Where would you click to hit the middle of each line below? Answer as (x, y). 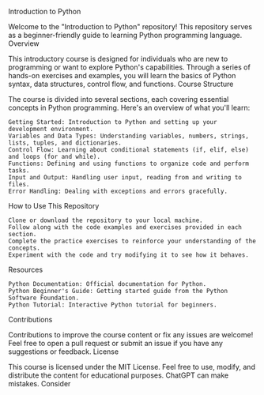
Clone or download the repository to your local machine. (106, 220)
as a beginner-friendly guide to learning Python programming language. (125, 35)
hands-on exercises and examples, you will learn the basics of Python (122, 75)
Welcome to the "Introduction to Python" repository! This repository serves (130, 26)
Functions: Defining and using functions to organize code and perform (128, 164)
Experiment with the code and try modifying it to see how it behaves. (128, 255)
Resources (26, 269)
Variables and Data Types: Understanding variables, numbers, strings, (128, 136)
